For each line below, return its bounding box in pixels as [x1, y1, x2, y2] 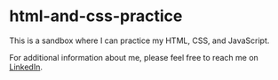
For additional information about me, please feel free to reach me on [9, 52, 259, 62]
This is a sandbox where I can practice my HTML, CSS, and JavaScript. [9, 35, 270, 46]
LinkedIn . [9, 62, 43, 72]
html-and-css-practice [9, 6, 183, 26]
